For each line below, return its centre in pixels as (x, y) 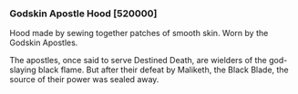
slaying (23, 70)
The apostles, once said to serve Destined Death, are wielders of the (138, 61)
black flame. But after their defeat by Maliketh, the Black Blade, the (163, 70)
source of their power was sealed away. (84, 80)
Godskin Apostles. (44, 42)
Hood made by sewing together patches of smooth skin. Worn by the (139, 33)
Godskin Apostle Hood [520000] (83, 14)
